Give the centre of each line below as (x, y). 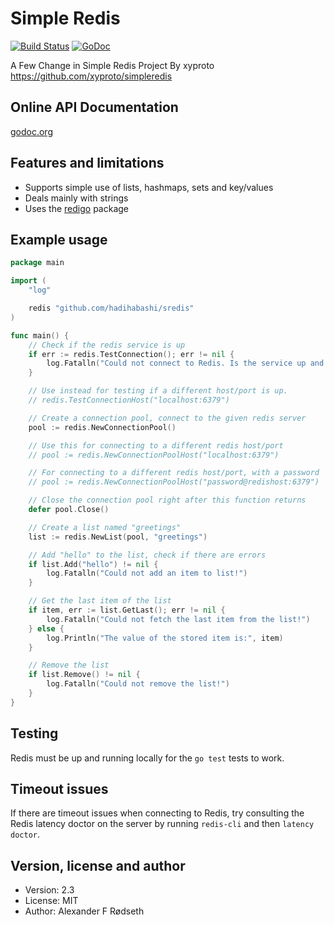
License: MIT (51, 901)
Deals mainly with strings (76, 198)
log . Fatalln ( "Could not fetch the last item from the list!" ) (178, 619)
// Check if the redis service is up (107, 345)
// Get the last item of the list (100, 601)
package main (37, 263)
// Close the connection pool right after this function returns (167, 500)
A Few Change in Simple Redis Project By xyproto (112, 65)
